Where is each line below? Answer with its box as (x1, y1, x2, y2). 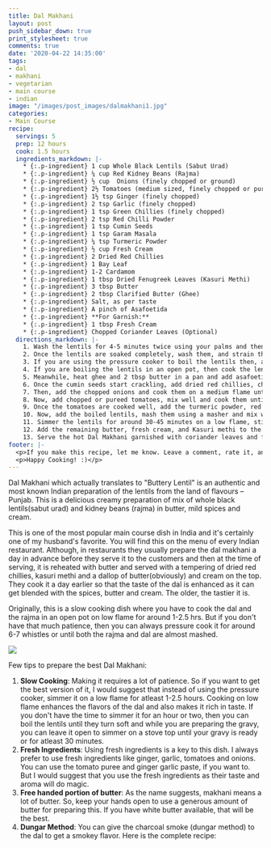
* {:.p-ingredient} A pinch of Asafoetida (23, 305, 168, 313)
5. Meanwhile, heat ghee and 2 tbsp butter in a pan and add (23, 373, 232, 381)
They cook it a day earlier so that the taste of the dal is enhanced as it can (8, 579, 255, 589)
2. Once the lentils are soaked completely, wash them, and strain (23, 350, 254, 358)
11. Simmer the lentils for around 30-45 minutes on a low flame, (23, 418, 251, 426)
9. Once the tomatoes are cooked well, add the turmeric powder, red (23, 403, 262, 411)
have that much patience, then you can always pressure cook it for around (8, 621, 256, 631)
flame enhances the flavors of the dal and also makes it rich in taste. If (19, 702, 254, 712)
